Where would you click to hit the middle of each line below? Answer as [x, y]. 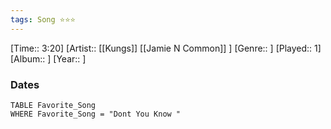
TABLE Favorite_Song [53, 105]
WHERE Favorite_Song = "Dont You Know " [96, 114]
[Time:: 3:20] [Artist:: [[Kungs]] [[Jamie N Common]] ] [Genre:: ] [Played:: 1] [166, 48]
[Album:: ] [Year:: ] [48, 58]
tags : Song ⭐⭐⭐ [43, 19]
